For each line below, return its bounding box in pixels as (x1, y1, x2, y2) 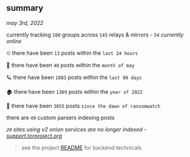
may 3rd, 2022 (6, 19, 44, 26)
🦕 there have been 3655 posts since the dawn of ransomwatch (6, 102, 161, 110)
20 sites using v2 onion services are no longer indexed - (6, 125, 147, 133)
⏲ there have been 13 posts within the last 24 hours (6, 49, 138, 57)
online (6, 37, 22, 44)
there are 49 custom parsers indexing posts (6, 114, 115, 121)
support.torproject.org (6, 132, 62, 139)
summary (6, 3, 44, 13)
